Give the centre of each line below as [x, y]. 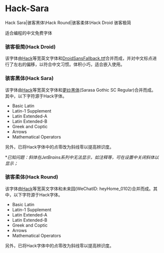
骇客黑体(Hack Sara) [29, 78]
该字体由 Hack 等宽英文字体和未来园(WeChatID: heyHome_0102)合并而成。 [79, 189]
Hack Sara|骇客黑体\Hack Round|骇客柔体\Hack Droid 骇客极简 [68, 22]
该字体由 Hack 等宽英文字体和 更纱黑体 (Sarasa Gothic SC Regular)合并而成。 [81, 90]
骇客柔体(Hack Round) [32, 177]
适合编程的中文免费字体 [29, 33]
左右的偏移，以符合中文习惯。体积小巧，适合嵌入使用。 [69, 64]
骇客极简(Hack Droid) [31, 47]
